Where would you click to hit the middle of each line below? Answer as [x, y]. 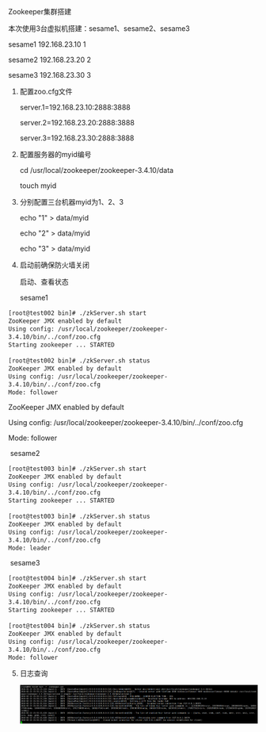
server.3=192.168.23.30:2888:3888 [77, 138]
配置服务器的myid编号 [55, 154]
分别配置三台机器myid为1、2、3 [72, 202]
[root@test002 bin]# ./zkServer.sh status [79, 361]
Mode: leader [30, 548]
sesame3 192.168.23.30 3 [49, 75]
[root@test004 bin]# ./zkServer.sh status [79, 626]
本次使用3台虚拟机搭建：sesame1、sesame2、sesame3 [99, 29]
